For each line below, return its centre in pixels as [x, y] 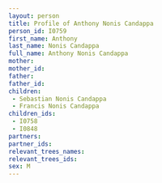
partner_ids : [30, 144]
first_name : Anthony [43, 38]
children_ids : [32, 114]
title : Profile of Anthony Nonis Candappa [81, 23]
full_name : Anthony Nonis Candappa [68, 53]
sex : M [19, 167]
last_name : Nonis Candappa [54, 46]
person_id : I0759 [38, 31]
